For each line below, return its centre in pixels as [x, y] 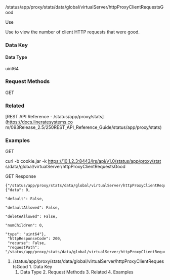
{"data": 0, [18, 190]
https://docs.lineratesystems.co [40, 122]
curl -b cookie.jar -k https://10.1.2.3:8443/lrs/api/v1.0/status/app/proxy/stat [83, 161]
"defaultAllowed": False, [32, 208]
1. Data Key [41, 267]
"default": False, [25, 199]
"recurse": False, [27, 243]
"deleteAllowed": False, [31, 217]
